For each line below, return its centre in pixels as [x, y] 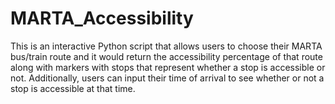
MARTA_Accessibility [102, 18]
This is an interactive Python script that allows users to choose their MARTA [166, 46]
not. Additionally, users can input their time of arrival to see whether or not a [167, 78]
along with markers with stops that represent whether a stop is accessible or [168, 67]
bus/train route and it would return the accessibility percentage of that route [166, 56]
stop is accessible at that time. [73, 88]
